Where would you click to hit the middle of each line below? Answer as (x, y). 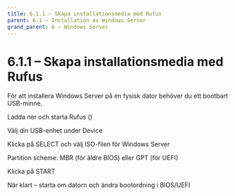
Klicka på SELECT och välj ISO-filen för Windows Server (89, 144)
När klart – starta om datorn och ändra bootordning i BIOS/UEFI (99, 185)
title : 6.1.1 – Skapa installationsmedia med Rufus (84, 14)
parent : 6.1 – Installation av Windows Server (77, 20)
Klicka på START (31, 171)
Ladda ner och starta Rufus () (50, 117)
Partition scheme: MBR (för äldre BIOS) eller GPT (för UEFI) (93, 158)
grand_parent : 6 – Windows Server (58, 27)
